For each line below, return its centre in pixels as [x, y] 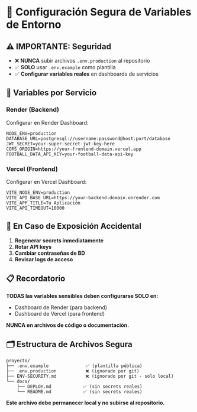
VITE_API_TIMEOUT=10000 [35, 208]
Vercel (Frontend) [32, 169]
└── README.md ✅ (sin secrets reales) [80, 392]
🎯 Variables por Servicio [51, 93]
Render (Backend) [33, 110]
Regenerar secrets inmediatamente [59, 240]
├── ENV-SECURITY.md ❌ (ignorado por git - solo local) [90, 377]
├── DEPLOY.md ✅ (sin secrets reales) [80, 387]
